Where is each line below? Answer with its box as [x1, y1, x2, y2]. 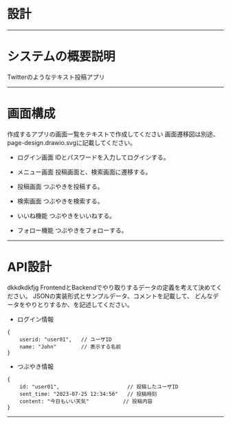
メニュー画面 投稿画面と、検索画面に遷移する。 [16, 168, 152, 176]
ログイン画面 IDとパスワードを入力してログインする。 [16, 153, 170, 161]
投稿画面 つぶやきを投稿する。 [16, 182, 104, 190]
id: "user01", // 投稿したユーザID [19, 383, 179, 390]
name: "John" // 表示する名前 [19, 343, 122, 350]
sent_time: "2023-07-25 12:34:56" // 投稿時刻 [19, 390, 157, 397]
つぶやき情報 [16, 362, 54, 370]
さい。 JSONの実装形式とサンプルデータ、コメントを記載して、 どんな [12, 291, 213, 300]
